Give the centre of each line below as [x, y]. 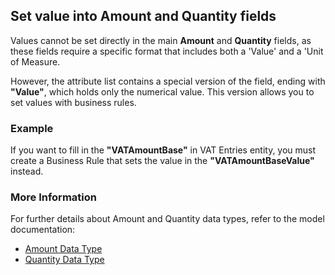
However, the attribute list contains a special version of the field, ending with [168, 81]
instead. [27, 171]
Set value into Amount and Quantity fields [143, 16]
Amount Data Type [63, 249]
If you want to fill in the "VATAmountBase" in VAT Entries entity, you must [163, 150]
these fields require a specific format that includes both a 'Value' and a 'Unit [167, 51]
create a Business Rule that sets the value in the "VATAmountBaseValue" [162, 161]
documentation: [43, 230]
